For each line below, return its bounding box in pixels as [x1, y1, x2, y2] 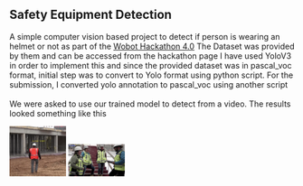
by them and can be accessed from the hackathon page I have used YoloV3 [9, 50, 292, 61]
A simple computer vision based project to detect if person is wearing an [9, 31, 280, 42]
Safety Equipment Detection [9, 7, 172, 23]
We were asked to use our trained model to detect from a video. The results [9, 98, 291, 109]
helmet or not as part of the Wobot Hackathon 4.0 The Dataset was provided [9, 41, 295, 51]
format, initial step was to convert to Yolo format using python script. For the [9, 70, 294, 80]
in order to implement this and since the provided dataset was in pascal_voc [9, 60, 292, 70]
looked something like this [9, 107, 107, 118]
